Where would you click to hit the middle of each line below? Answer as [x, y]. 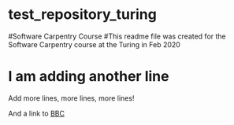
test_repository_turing [83, 15]
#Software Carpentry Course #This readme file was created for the [117, 36]
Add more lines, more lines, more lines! [71, 98]
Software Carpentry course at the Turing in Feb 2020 [95, 44]
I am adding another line [89, 77]
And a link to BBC [37, 113]
